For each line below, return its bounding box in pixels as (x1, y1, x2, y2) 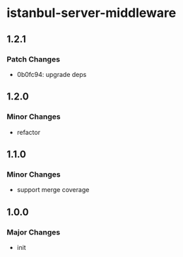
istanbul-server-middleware (6, 5, 177, 21)
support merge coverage (16, 186, 90, 194)
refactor (16, 128, 40, 136)
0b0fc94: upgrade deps (16, 70, 87, 78)
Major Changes (6, 227, 61, 237)
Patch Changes (6, 54, 61, 64)
